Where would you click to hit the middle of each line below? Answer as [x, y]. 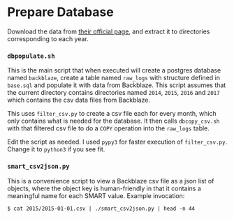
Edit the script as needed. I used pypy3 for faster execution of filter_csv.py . [117, 142]
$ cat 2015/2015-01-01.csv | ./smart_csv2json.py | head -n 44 [101, 209]
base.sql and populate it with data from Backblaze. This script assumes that [117, 85]
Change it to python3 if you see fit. [56, 149]
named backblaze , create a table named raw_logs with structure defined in [114, 78]
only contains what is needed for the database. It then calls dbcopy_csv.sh [114, 121]
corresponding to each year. [48, 38]
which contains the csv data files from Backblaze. [79, 100]
